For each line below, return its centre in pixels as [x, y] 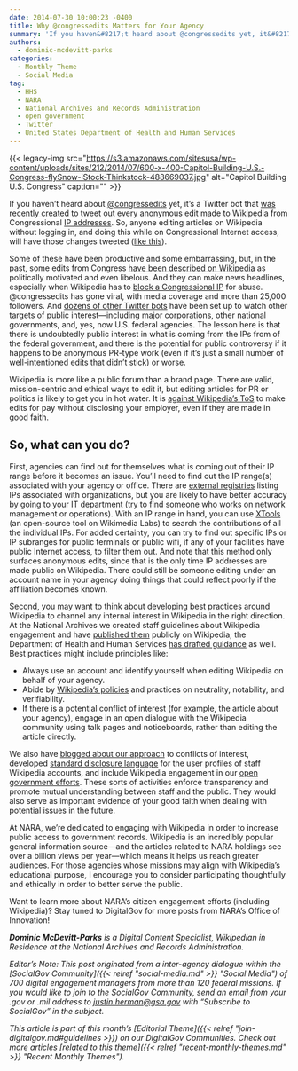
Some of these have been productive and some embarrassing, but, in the [143, 258]
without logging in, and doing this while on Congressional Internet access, [144, 232]
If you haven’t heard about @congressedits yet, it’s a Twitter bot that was [143, 203]
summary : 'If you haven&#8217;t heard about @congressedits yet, [132, 34]
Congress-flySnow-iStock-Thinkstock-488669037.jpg [108, 177]
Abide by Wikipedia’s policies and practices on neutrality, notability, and [153, 689]
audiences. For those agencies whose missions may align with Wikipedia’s [145, 865]
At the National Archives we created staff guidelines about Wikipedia [134, 625]
